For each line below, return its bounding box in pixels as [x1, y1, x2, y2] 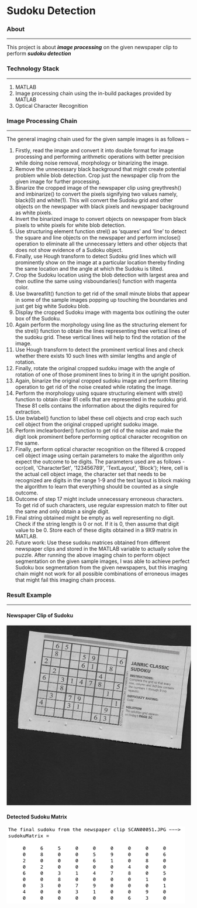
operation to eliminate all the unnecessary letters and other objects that [15, 240, 188, 247]
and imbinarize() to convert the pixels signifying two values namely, [15, 190, 178, 197]
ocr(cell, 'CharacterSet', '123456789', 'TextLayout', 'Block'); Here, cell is [15, 465, 189, 472]
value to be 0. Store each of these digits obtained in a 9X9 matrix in [15, 527, 178, 534]
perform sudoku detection [6, 50, 72, 57]
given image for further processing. [15, 178, 101, 185]
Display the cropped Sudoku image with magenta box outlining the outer [15, 309, 190, 316]
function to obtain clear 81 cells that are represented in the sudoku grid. [15, 396, 188, 403]
